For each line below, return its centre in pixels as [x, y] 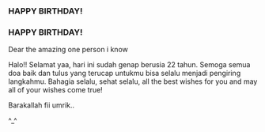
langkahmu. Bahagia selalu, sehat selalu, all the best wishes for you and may [133, 81]
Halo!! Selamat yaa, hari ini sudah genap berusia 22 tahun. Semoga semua [129, 65]
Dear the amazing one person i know [68, 50]
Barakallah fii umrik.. [42, 105]
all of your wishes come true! [55, 90]
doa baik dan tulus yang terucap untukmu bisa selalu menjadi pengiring [125, 74]
